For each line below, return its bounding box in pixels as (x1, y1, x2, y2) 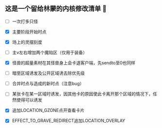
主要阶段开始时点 (12, 29, 47, 35)
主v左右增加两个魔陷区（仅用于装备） (12, 50, 88, 55)
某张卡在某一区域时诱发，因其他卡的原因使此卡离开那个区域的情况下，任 (12, 91, 157, 97)
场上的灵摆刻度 (12, 39, 42, 45)
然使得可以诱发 (12, 97, 42, 103)
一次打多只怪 (12, 18, 38, 24)
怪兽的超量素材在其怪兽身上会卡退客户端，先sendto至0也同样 (12, 60, 136, 66)
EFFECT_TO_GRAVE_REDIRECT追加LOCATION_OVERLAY (12, 118, 126, 124)
